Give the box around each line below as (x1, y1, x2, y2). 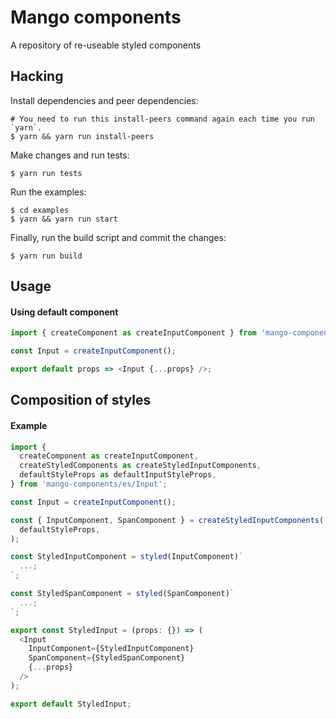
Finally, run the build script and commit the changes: (10, 231, 227, 243)
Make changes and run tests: (10, 149, 130, 161)
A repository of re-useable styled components (10, 39, 202, 51)
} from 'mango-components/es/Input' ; (10, 479, 168, 490)
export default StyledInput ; (10, 699, 132, 709)
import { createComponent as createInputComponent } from (10, 328, 257, 338)
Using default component (10, 306, 119, 318)
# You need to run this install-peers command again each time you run (10, 114, 315, 124)
